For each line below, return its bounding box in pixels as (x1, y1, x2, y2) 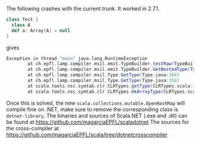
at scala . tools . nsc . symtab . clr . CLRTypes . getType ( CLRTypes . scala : (27, 83, 193, 89)
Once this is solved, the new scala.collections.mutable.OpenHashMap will (6, 99, 185, 107)
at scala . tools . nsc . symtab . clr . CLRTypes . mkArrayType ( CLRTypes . (27, 89, 187, 95)
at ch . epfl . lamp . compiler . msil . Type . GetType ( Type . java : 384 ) (27, 72, 180, 78)
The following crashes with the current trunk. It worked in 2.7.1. (6, 5, 160, 12)
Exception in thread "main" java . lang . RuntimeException (6, 55, 148, 61)
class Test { (6, 17, 39, 23)
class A (11, 22, 31, 28)
